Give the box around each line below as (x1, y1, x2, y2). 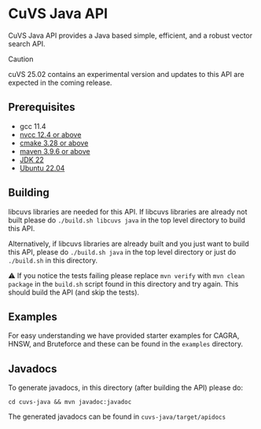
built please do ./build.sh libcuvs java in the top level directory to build (8, 215, 246, 225)
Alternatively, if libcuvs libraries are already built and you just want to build (8, 239, 249, 248)
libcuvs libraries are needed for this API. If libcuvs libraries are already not (8, 207, 248, 216)
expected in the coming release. (8, 78, 112, 87)
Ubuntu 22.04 (19, 163, 65, 173)
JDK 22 (19, 155, 45, 164)
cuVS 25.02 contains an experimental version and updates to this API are (8, 69, 245, 79)
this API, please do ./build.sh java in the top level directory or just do (8, 247, 237, 256)
